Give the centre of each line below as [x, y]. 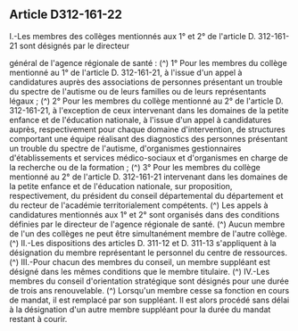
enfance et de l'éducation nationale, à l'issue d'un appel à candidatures [141, 120]
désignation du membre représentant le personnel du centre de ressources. [149, 252]
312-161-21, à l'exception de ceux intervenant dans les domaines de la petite [149, 110]
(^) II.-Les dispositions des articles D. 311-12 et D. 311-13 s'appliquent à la [143, 243]
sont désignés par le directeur [74, 46]
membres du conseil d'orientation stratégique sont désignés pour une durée [149, 281]
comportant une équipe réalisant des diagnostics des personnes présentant [149, 138]
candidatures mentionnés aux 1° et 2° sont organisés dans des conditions [145, 214]
